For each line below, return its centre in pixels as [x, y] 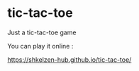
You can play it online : [40, 46]
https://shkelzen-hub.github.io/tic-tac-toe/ [69, 59]
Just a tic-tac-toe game [42, 32]
